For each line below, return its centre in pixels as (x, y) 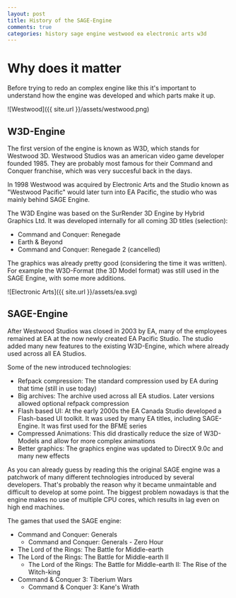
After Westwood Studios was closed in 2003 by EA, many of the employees (117, 331)
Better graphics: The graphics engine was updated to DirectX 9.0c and (120, 448)
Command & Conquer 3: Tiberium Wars (75, 579)
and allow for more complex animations (99, 441)
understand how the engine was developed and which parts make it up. (111, 95)
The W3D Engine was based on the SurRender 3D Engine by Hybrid (106, 213)
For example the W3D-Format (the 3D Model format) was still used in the (113, 270)
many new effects (43, 455)
